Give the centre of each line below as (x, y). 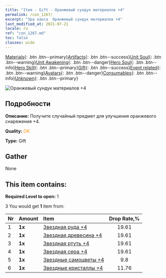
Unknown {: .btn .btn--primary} (47, 78)
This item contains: (36, 184)
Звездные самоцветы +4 (74, 260)
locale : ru (17, 29)
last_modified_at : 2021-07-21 (37, 24)
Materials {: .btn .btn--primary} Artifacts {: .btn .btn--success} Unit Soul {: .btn (84, 57)
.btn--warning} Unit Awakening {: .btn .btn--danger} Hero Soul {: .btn (74, 62)
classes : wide (20, 43)
